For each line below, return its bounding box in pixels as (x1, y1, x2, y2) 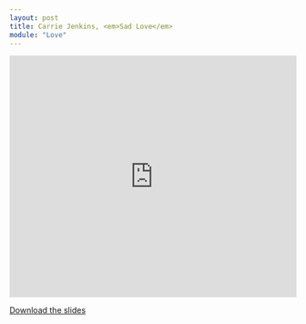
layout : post (9, 13, 59, 23)
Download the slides (9, 305, 87, 316)
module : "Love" (9, 30, 67, 39)
